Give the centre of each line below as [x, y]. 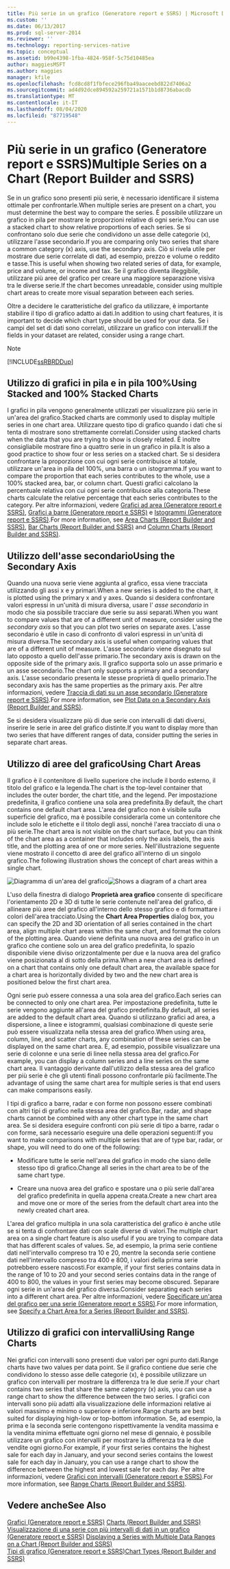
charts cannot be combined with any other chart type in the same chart [107, 1118]
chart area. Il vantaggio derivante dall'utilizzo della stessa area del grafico [111, 1068]
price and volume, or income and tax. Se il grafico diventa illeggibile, [104, 270]
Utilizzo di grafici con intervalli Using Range [101, 1333]
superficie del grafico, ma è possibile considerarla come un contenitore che [114, 817]
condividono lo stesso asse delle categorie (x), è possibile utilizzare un [107, 1374]
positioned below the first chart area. [59, 982]
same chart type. [41, 1175]
